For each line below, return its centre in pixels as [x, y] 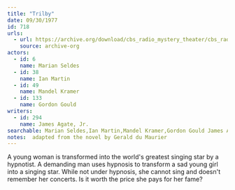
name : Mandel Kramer [50, 92]
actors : [19, 53]
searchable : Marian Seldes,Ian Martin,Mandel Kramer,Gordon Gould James [115, 131]
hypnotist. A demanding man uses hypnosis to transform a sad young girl [113, 164]
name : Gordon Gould [48, 105]
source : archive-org [50, 46]
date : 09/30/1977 [33, 20]
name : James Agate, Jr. [55, 124]
